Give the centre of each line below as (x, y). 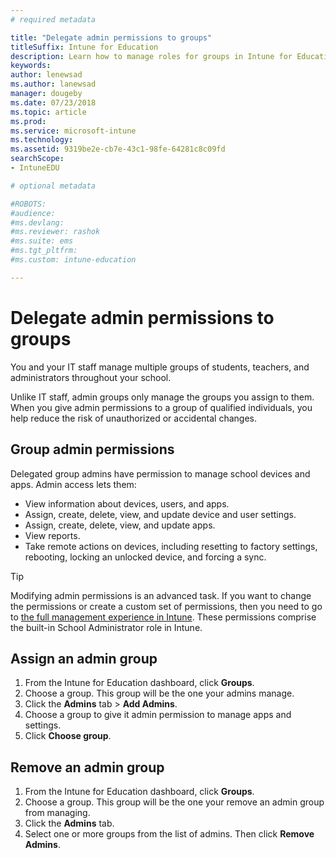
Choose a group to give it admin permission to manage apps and (158, 715)
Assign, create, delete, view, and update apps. (120, 525)
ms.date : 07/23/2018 (53, 102)
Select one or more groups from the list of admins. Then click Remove (169, 834)
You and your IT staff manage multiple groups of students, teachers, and (160, 367)
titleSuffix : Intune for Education (84, 47)
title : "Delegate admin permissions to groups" (111, 37)
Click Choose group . (68, 736)
